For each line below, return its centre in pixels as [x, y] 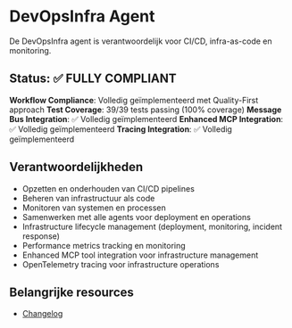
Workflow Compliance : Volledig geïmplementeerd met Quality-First [134, 100]
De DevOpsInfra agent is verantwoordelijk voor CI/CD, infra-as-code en [141, 41]
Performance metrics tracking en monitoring [104, 245]
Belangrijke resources [71, 292]
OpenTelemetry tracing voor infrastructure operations [121, 264]
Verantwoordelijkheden [76, 167]
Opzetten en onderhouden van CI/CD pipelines [108, 188]
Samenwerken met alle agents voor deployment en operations [137, 217]
